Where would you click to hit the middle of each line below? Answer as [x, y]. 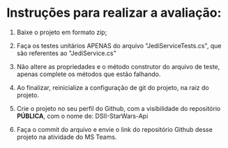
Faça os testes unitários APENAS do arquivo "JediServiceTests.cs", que [119, 45]
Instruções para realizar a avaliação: [114, 13]
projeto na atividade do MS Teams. [67, 137]
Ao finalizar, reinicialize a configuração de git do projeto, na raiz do [113, 87]
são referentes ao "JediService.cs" [66, 53]
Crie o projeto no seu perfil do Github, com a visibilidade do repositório [119, 108]
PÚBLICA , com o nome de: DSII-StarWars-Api [82, 116]
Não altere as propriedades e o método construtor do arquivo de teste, [118, 66]
